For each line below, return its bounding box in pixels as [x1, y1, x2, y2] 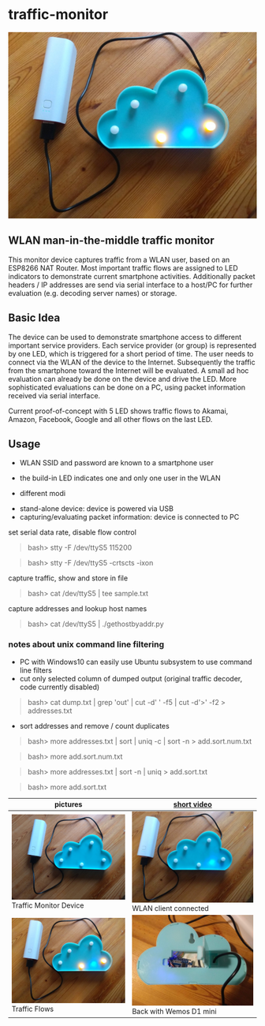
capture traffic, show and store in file [8, 573, 129, 583]
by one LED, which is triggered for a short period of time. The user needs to [8, 349, 254, 358]
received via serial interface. [8, 390, 101, 400]
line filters [19, 665, 53, 675]
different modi [19, 489, 65, 498]
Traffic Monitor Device [11, 901, 84, 910]
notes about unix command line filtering [8, 639, 164, 650]
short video [173, 800, 213, 809]
